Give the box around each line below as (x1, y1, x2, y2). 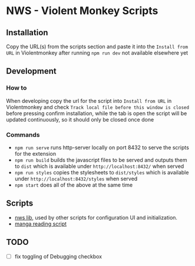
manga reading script (14, 220, 67, 227)
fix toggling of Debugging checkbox (14, 252, 102, 260)
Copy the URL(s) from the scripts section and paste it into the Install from (6, 43, 189, 50)
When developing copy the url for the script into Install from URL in (6, 97, 172, 104)
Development (6, 66, 57, 76)
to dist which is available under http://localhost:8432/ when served (14, 163, 184, 170)
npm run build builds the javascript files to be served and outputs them (14, 156, 187, 163)
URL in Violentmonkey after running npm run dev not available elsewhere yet (6, 49, 189, 56)
